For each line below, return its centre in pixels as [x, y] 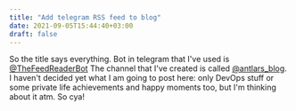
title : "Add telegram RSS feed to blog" [86, 17]
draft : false [33, 34]
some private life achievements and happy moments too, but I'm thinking [143, 87]
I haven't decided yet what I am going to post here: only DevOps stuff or [142, 78]
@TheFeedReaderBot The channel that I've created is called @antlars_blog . [148, 68]
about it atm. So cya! [47, 97]
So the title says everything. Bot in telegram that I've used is [119, 59]
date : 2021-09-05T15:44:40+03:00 [71, 26]
